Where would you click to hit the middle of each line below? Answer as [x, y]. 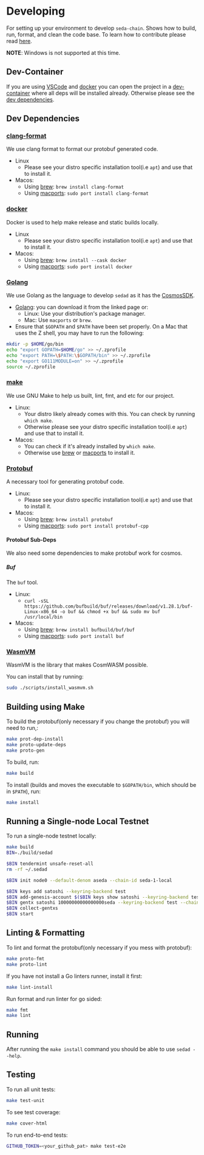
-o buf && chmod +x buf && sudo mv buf [110, 612]
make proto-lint [27, 964]
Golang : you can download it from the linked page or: [82, 307]
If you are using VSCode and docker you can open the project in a [89, 86]
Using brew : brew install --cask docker [75, 260]
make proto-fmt [25, 959]
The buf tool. [22, 583]
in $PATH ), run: [24, 791]
